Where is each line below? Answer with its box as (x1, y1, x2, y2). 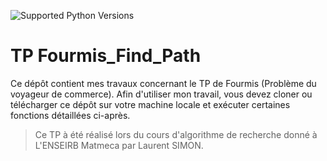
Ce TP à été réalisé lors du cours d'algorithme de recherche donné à (34, 128, 318, 140)
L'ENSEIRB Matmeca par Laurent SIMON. (34, 139, 204, 151)
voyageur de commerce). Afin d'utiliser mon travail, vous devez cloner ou (10, 88, 313, 100)
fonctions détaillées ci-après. (10, 109, 131, 121)
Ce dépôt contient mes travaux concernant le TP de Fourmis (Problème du (10, 77, 317, 89)
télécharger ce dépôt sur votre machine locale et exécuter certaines (10, 98, 291, 110)
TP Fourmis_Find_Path (10, 45, 202, 67)
